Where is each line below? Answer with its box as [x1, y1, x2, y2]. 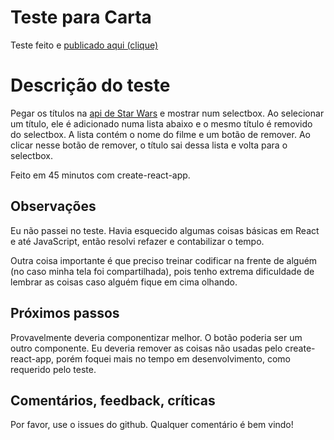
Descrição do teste [10, 74, 171, 97]
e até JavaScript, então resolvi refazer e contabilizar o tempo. [10, 235, 265, 247]
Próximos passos [10, 305, 120, 322]
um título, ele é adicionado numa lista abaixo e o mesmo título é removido [10, 117, 313, 130]
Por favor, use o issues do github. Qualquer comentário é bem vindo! [10, 419, 294, 431]
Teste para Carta [10, 6, 152, 29]
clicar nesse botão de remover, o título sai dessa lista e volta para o [10, 139, 288, 151]
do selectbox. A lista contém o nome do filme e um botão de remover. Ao [10, 128, 311, 140]
